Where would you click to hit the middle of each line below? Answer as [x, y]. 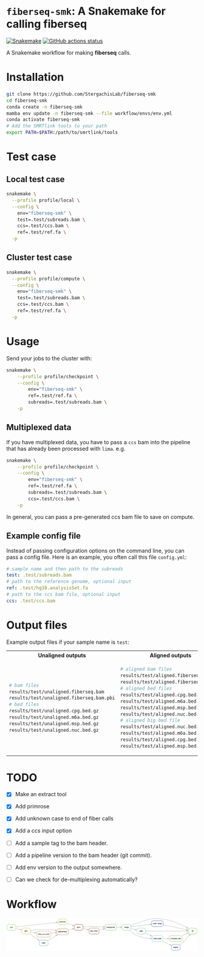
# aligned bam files [146, 669]
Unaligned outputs [62, 655]
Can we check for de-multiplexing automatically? [76, 879]
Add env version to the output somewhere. [69, 867]
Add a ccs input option [43, 831]
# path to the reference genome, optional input [69, 582]
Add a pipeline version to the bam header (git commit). [83, 855]
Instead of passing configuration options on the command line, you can [96, 550]
